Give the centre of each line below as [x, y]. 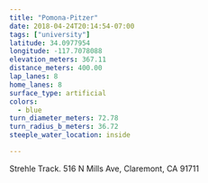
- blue [30, 110]
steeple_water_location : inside [70, 135]
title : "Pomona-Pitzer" [54, 18]
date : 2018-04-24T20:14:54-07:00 [72, 26]
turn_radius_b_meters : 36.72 [64, 127]
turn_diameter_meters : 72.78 [64, 118]
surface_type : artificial [58, 93]
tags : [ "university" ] [50, 34]
